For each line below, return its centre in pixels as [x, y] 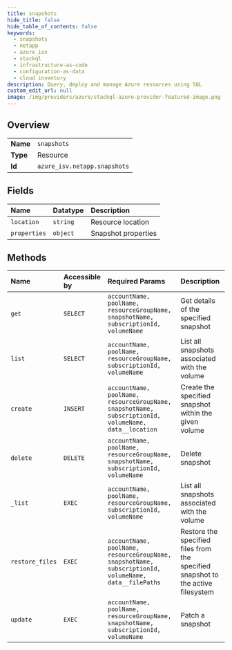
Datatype [68, 210]
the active [196, 584]
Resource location [120, 222]
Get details [198, 301]
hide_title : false [33, 20]
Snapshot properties [124, 233]
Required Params [136, 281]
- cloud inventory [40, 78]
